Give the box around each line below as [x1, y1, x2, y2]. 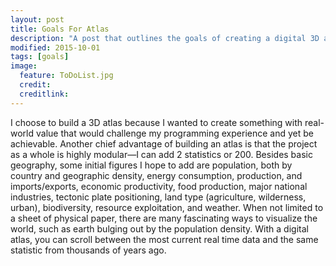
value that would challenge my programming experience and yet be [35, 127, 314, 139]
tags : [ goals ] [10, 52, 70, 62]
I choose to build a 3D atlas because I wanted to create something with [10, 116, 303, 128]
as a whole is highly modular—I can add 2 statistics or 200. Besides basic [10, 148, 313, 160]
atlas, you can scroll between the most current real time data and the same [10, 233, 319, 245]
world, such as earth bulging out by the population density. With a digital [10, 222, 309, 235]
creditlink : [19, 89, 70, 99]
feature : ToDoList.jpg [19, 71, 114, 81]
